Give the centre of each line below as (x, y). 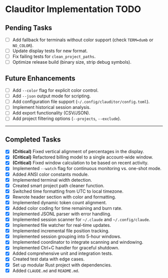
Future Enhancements (40, 78)
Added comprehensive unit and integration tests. (63, 253)
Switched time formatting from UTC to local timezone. (68, 191)
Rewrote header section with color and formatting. (64, 197)
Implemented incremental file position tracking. (61, 231)
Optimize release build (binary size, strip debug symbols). (72, 62)
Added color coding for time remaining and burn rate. (67, 208)
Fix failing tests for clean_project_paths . (54, 57)
